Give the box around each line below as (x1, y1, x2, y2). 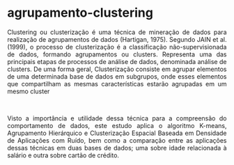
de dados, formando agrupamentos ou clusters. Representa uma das (7, 50, 227, 58)
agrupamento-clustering (7, 5, 153, 21)
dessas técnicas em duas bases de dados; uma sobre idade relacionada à (7, 143, 227, 152)
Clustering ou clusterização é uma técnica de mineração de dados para (7, 28, 227, 36)
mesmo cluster (7, 87, 50, 95)
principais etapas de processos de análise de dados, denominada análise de (7, 57, 227, 65)
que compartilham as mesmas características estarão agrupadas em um (7, 79, 227, 88)
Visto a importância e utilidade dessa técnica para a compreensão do (7, 113, 227, 123)
